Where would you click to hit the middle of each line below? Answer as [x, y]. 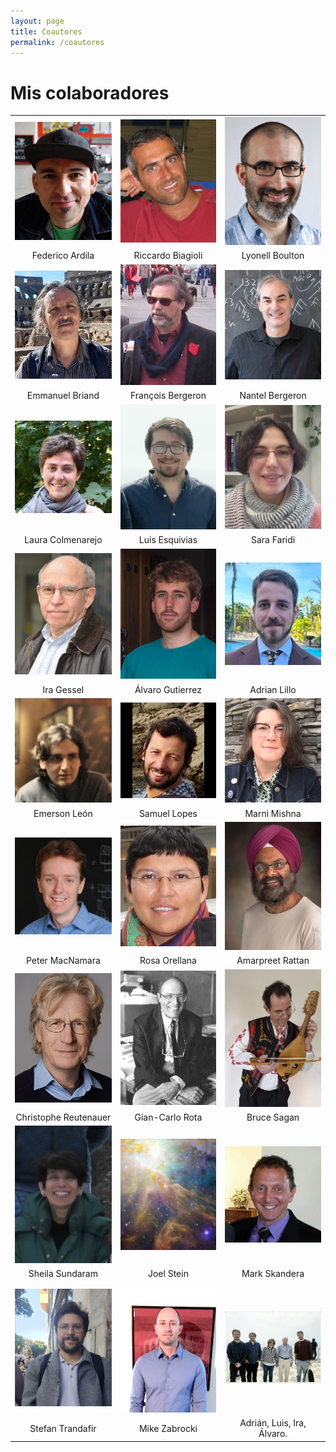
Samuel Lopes [168, 813]
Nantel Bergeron [273, 396]
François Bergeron [168, 396]
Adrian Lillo [273, 689]
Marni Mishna [273, 813]
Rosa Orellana [168, 961]
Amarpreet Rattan [273, 961]
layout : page [37, 21]
